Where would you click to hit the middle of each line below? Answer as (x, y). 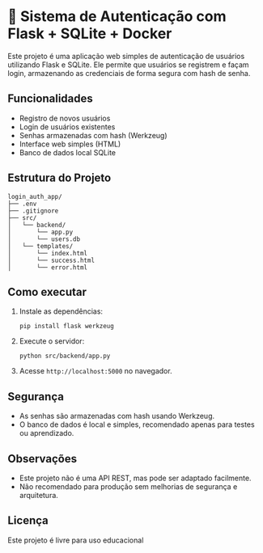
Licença (28, 521)
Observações (42, 459)
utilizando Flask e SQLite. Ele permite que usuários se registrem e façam (128, 65)
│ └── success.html (51, 260)
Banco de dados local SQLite (68, 152)
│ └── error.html (48, 267)
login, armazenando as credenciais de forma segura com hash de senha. (129, 73)
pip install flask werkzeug (66, 327)
